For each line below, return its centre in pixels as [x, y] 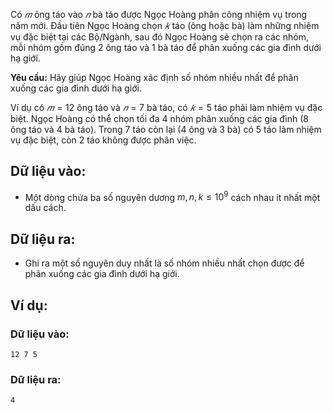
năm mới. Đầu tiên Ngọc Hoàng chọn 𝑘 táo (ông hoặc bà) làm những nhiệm [165, 25]
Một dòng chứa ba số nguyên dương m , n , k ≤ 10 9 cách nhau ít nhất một [172, 196]
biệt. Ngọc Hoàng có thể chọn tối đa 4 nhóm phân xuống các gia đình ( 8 [160, 118]
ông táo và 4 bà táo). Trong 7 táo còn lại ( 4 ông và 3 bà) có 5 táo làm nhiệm [166, 129]
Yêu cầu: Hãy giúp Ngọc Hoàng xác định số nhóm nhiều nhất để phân [154, 77]
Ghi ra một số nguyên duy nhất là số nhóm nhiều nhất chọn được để [164, 263]
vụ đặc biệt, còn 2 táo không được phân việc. [103, 140]
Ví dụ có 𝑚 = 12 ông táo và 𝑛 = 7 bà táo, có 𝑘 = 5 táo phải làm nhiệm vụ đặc [166, 107]
